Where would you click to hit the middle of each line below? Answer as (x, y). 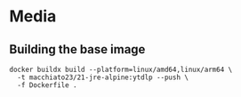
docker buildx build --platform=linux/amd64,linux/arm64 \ (121, 69)
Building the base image (77, 49)
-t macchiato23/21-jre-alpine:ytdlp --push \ (103, 77)
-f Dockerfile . (47, 85)
